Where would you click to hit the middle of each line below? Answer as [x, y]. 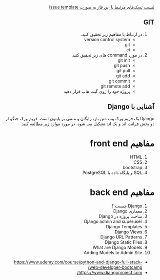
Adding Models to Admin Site [113, 252]
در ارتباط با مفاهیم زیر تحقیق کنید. [111, 34]
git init [124, 60]
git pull [123, 70]
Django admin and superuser [113, 221]
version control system [107, 39]
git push [122, 65]
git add [123, 76]
